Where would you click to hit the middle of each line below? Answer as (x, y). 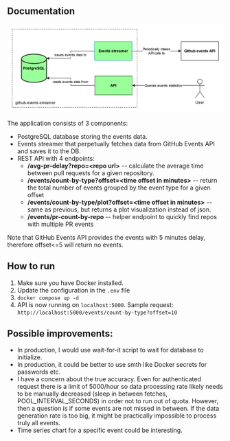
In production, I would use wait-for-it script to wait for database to (110, 350)
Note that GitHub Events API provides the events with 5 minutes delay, (106, 237)
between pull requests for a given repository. (91, 173)
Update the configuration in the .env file (73, 290)
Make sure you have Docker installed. (70, 283)
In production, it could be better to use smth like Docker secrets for (112, 365)
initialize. (30, 357)
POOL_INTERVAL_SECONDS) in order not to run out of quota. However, (118, 401)
